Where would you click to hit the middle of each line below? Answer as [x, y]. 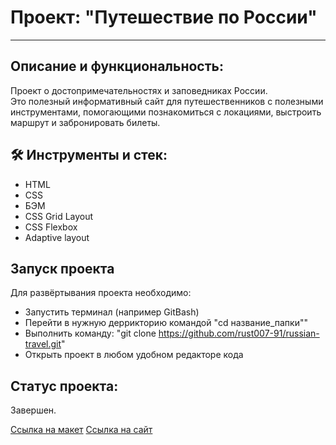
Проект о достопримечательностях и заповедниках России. [139, 90]
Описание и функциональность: [117, 66]
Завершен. [33, 410]
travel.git [43, 344]
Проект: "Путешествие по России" [164, 17]
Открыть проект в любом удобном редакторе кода [134, 355]
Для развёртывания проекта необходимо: [101, 293]
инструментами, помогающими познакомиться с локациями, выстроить [166, 112]
